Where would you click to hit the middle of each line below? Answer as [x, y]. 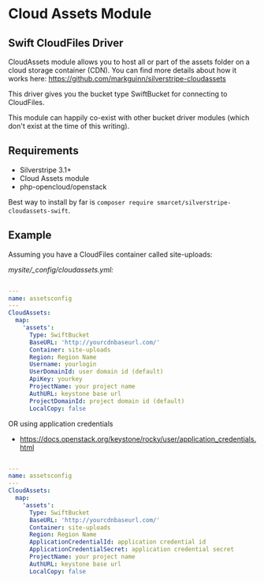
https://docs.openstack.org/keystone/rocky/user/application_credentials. [138, 438]
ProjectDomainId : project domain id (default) [107, 401]
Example [30, 235]
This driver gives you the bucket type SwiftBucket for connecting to [118, 94]
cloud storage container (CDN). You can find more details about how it [123, 70]
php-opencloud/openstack [63, 186]
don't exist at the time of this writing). [69, 126]
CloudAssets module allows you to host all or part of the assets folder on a [129, 62]
